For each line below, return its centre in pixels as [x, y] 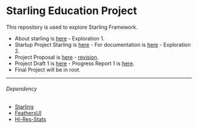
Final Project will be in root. [47, 69]
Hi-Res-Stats [30, 119]
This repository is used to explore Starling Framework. [72, 27]
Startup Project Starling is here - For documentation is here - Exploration [103, 45]
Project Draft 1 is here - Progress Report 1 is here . [74, 63]
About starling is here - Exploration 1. [60, 38]
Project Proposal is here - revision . [57, 57]
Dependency [22, 89]
